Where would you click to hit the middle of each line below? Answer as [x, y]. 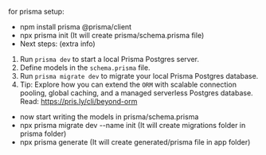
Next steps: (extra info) [57, 44]
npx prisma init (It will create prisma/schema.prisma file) [112, 35]
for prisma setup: [37, 12]
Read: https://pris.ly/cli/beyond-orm [78, 101]
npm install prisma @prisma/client [76, 27]
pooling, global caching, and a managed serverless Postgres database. [136, 93]
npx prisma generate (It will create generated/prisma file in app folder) [135, 142]
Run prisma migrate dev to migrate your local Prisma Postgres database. [139, 76]
